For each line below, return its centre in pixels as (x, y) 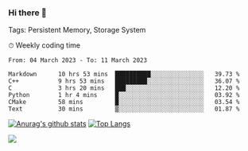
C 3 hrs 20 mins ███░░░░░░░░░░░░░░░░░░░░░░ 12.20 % (124, 88)
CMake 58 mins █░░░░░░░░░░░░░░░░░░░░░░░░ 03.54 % (124, 103)
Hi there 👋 (28, 13)
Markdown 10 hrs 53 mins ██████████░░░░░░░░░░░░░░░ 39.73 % (124, 75)
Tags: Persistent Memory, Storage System (77, 30)
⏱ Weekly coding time (45, 45)
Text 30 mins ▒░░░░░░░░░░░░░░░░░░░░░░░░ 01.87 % (124, 109)
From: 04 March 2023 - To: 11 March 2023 (78, 60)
